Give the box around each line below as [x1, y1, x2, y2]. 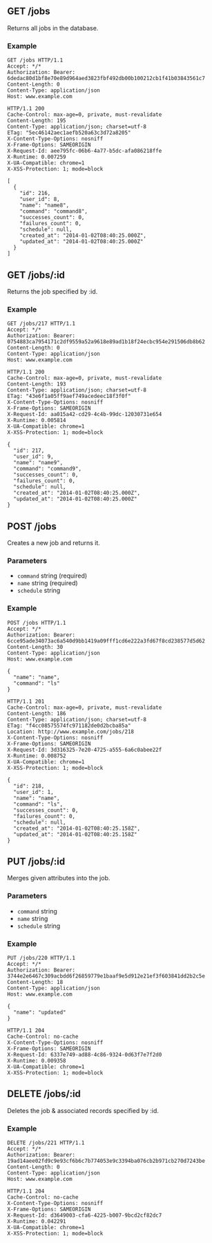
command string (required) [17, 571, 88, 580]
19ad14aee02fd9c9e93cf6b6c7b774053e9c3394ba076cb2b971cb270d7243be [7, 1157, 206, 1165]
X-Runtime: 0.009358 [7, 1057, 67, 1065]
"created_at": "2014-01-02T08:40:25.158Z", [13, 825, 140, 832]
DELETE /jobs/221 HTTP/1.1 [7, 1139, 85, 1146]
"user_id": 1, [13, 788, 54, 795]
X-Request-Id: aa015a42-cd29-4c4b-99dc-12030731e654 [7, 411, 162, 418]
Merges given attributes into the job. [7, 874, 110, 882]
